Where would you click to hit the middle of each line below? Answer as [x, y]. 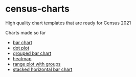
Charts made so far [26, 32]
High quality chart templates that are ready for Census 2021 [68, 23]
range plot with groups [37, 64]
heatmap [22, 58]
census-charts [38, 9]
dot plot [21, 48]
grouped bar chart [32, 53]
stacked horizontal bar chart [42, 69]
